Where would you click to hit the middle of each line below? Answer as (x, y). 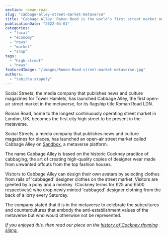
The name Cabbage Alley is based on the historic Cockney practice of (77, 154)
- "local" (20, 33)
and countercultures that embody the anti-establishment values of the (77, 210)
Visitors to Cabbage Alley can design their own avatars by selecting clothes (83, 174)
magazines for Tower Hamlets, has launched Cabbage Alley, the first (75, 98)
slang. (12, 230)
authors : (14, 75)
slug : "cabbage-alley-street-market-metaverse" (55, 14)
